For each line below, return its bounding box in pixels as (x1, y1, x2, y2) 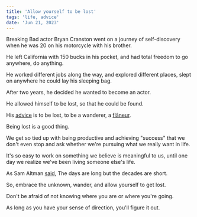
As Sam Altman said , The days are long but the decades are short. (6, 170, 168, 177)
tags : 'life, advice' (6, 14, 60, 20)
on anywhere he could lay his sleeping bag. (6, 77, 112, 84)
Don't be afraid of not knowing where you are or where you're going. (6, 193, 174, 200)
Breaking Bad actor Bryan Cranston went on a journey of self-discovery (6, 36, 180, 43)
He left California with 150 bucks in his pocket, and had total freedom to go (6, 54, 188, 61)
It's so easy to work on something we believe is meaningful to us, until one (6, 152, 188, 159)
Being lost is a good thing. (6, 123, 70, 130)
